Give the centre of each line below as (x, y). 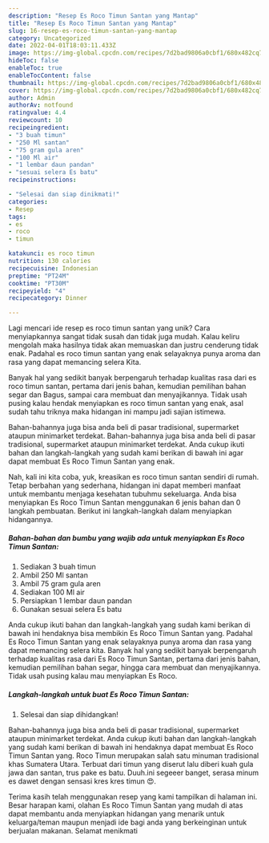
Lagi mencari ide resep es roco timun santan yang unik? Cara (109, 328)
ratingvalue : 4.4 (37, 113)
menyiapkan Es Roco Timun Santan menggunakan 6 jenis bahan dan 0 (124, 503)
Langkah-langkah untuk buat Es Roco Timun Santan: (99, 694)
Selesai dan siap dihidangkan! (69, 715)
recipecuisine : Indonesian (53, 268)
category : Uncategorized (50, 38)
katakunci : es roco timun (51, 253)
